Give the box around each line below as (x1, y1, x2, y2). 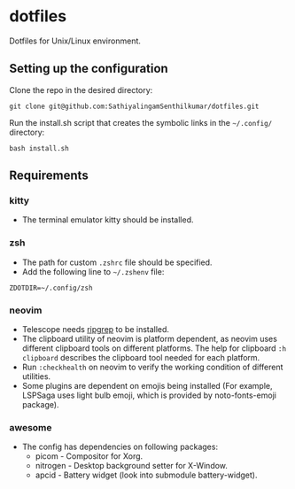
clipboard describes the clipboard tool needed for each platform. (21, 353, 260, 363)
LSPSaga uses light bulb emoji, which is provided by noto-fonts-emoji (21, 390, 277, 400)
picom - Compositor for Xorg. (35, 451, 144, 462)
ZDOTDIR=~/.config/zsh (9, 283, 93, 292)
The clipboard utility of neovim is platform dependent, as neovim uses (21, 334, 277, 345)
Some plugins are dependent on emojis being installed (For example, (21, 381, 273, 392)
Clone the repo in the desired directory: (9, 84, 153, 95)
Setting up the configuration (9, 61, 168, 76)
